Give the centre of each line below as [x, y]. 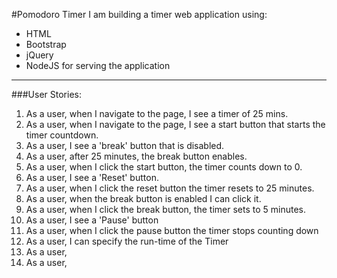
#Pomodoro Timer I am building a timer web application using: [139, 14]
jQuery [39, 55]
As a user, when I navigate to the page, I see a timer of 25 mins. [157, 113]
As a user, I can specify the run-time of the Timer [127, 241]
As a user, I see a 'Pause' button [92, 220]
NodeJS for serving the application [98, 65]
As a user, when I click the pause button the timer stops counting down [172, 230]
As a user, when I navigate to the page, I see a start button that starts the [175, 124]
